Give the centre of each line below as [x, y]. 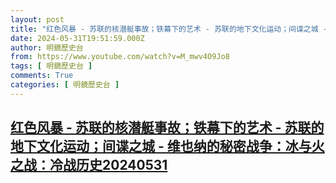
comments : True [42, 76]
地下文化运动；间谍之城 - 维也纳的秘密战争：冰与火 [167, 146]
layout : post [37, 19]
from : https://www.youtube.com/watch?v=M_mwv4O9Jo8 [120, 57]
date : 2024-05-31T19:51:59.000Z [77, 38]
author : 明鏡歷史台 [47, 47]
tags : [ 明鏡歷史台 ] [51, 66]
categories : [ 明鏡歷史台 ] [65, 85]
